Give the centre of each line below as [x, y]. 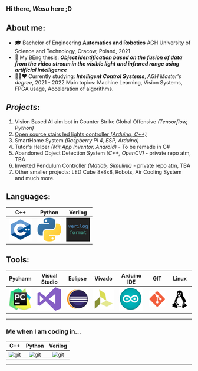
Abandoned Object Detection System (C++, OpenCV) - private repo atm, [103, 153]
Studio [49, 282]
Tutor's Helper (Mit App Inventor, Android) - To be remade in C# [92, 147]
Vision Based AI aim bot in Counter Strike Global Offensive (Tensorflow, [101, 121]
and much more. [34, 178]
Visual [49, 275]
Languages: [29, 196]
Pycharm [20, 279]
